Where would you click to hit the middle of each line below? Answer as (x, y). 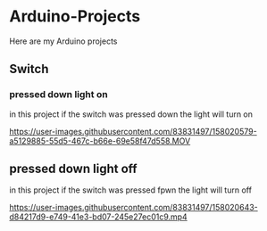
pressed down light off (73, 169)
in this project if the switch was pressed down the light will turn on (131, 114)
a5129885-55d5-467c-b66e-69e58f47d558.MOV (100, 141)
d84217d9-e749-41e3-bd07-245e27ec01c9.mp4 (98, 217)
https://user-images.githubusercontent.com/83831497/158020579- (133, 131)
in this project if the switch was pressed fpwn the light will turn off (131, 190)
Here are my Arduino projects (63, 41)
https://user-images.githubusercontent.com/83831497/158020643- (134, 208)
